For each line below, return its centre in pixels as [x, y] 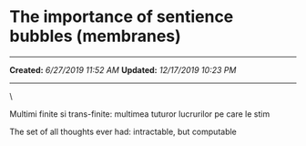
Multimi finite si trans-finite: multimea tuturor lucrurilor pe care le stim [140, 114]
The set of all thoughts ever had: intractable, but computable [123, 131]
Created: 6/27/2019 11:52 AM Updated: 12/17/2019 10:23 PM [123, 69]
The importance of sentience [122, 17]
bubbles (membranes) [96, 36]
